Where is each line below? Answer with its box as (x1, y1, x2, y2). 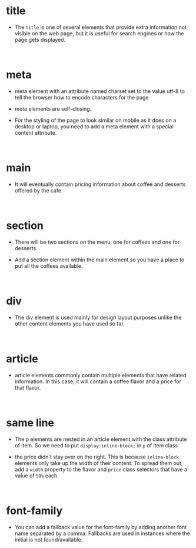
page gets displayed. (14, 36, 66, 43)
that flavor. (14, 384, 41, 391)
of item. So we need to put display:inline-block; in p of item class (14, 441, 178, 449)
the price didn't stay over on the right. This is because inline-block (14, 453, 180, 460)
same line (6, 416, 55, 429)
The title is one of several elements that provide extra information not (14, 24, 187, 31)
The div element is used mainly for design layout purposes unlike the (14, 314, 182, 321)
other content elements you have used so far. (14, 320, 125, 327)
